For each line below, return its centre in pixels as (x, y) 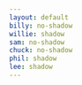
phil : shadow (33, 58)
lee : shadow (31, 67)
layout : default (39, 17)
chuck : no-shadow (41, 50)
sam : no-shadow (37, 42)
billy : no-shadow (41, 26)
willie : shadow (37, 34)
